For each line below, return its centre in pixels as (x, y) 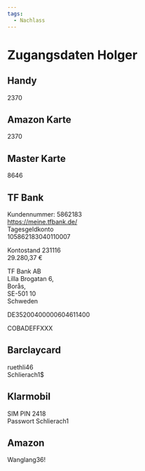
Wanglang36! (27, 460)
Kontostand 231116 (34, 250)
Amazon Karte (39, 120)
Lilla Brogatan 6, (30, 278)
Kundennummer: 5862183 (45, 214)
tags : (15, 14)
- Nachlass (29, 20)
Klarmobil (29, 397)
